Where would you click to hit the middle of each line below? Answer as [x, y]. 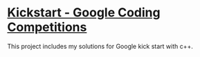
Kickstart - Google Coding [84, 13]
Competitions [47, 27]
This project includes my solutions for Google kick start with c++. [100, 46]
